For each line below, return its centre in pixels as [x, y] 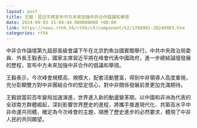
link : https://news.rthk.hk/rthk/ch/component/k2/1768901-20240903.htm [95, 28]
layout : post [22, 11]
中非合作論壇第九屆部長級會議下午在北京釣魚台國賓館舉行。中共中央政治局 [96, 51]
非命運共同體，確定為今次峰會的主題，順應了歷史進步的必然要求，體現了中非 [98, 112]
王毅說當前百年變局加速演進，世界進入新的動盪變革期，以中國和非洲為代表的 [98, 98]
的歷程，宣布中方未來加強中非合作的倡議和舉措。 [65, 65]
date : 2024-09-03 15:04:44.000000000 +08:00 [61, 22]
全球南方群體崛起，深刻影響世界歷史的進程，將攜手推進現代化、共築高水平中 [98, 105]
